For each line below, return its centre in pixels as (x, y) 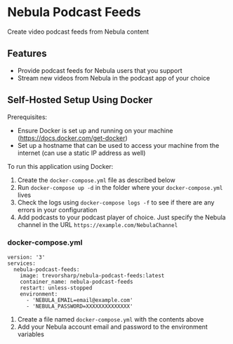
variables (31, 334)
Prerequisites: (27, 117)
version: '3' (26, 257)
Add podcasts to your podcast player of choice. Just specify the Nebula (121, 217)
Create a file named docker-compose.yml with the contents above (111, 319)
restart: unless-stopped (56, 288)
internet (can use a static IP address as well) (81, 153)
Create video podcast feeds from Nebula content (78, 32)
